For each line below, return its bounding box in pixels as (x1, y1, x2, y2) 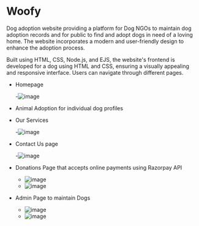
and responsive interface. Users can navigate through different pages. (6, 69, 184, 76)
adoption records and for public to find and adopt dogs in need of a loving (6, 31, 193, 38)
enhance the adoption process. (6, 44, 85, 51)
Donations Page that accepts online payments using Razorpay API (15, 164, 182, 171)
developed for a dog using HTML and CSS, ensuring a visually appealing (6, 62, 190, 70)
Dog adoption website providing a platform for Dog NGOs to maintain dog (6, 24, 192, 32)
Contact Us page (15, 140, 58, 148)
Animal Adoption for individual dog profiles (15, 104, 124, 111)
